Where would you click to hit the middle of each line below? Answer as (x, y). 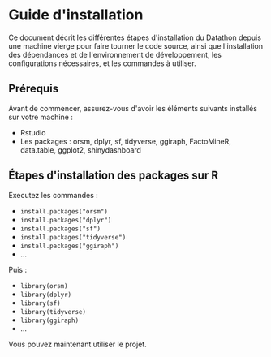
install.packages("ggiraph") (69, 246)
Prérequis (34, 89)
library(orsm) (44, 286)
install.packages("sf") (60, 229)
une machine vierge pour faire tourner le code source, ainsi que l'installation (136, 45)
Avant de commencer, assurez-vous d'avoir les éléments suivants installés (133, 108)
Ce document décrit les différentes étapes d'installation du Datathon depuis (135, 37)
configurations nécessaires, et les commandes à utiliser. (102, 63)
